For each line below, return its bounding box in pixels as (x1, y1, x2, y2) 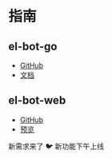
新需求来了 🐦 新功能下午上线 (8, 141, 104, 151)
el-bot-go (8, 39, 58, 53)
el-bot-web (8, 93, 66, 108)
